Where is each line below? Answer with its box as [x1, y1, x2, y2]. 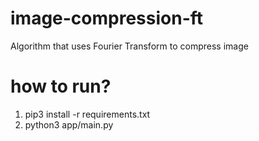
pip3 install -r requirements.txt [24, 108, 151, 120]
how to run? [10, 75, 112, 98]
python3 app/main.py [24, 118, 114, 131]
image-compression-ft [10, 7, 204, 30]
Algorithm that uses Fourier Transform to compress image [10, 40, 249, 52]
